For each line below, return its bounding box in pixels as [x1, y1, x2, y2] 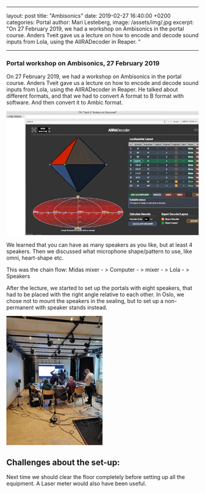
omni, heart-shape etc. [6, 254, 64, 261]
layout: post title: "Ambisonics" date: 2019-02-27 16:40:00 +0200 [6, 12, 171, 19]
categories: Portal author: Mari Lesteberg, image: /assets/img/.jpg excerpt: [6, 19, 194, 26]
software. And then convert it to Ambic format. [6, 99, 123, 106]
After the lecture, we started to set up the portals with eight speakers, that [6, 285, 192, 292]
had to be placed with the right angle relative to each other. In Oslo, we [6, 291, 184, 298]
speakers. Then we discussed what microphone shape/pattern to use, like [6, 248, 192, 255]
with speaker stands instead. [35, 304, 108, 312]
